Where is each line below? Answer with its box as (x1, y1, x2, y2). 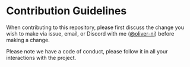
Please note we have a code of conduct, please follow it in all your (6, 47, 168, 55)
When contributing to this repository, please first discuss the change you (6, 24, 184, 31)
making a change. (6, 36, 50, 43)
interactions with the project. (6, 54, 77, 61)
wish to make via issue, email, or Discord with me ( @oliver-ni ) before (6, 30, 175, 37)
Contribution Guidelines (6, 4, 127, 18)
